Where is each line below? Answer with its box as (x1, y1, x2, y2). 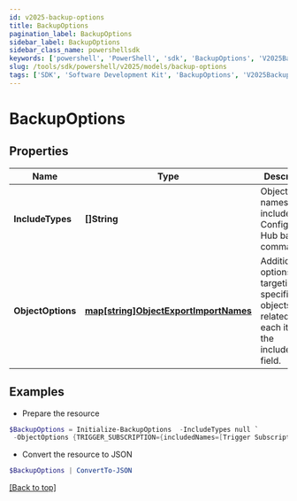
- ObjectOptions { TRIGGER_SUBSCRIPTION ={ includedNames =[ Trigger (12, 433, 251, 443)
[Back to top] (9, 482, 57, 493)
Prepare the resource (21, 408, 100, 419)
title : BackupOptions (9, 21, 89, 30)
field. (260, 354, 281, 366)
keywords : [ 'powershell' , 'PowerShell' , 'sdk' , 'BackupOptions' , (9, 54, 255, 63)
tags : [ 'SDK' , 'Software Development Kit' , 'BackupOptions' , (9, 71, 240, 80)
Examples (9, 384, 65, 399)
